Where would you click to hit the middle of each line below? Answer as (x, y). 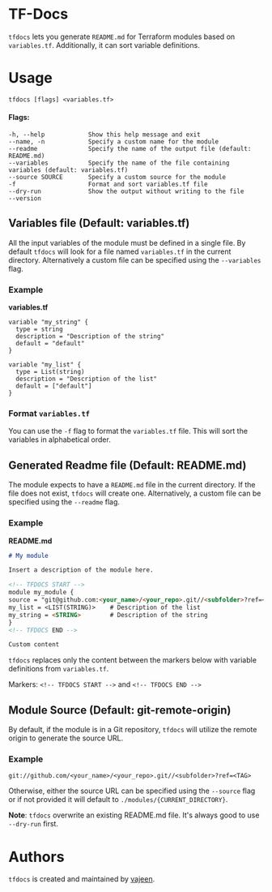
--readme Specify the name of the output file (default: (130, 149)
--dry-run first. (34, 824)
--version (25, 199)
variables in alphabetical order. (59, 440)
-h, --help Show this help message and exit (104, 135)
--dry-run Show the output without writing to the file (126, 191)
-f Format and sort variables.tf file (108, 184)
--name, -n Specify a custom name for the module (114, 142)
